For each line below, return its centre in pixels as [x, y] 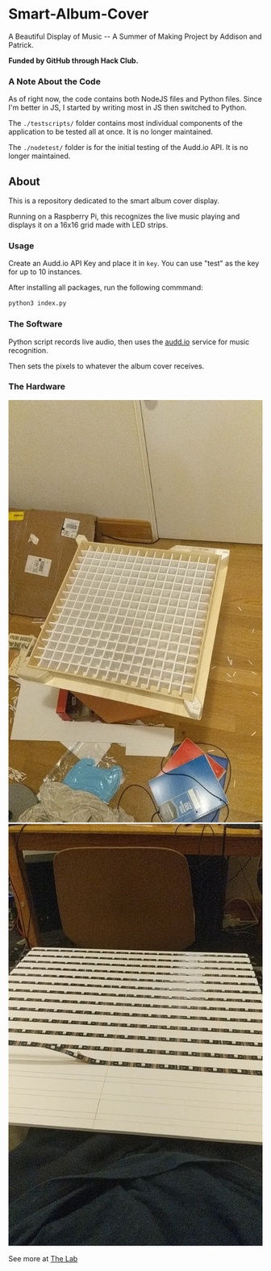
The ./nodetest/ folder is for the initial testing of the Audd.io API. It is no [128, 148]
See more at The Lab [43, 1259]
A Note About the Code [54, 81]
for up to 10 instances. [45, 272]
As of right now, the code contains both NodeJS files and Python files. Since [135, 99]
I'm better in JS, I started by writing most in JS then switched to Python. [128, 108]
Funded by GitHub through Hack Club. [73, 60]
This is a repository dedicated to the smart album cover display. [114, 201]
